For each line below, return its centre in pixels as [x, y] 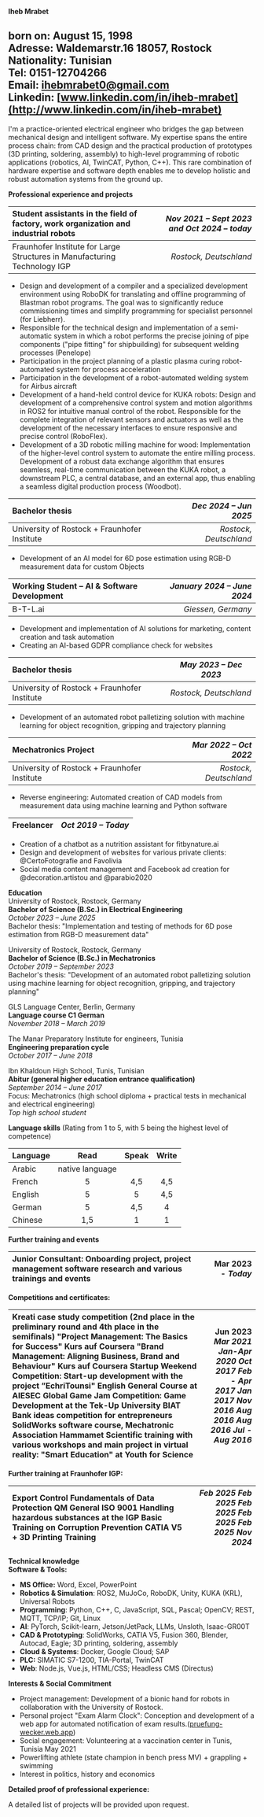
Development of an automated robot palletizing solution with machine [132, 717]
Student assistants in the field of [75, 213]
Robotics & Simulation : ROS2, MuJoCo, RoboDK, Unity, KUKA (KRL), [131, 1593]
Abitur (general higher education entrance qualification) [102, 1079]
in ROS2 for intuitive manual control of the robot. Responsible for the [130, 411]
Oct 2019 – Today [95, 825]
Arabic [24, 1169]
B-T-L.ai [28, 609]
